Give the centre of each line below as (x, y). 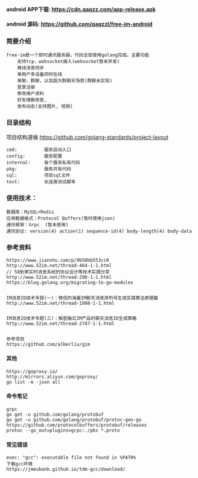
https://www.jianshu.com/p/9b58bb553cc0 (58, 260)
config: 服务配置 (34, 156)
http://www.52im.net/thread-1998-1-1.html (60, 303)
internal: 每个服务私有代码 (43, 162)
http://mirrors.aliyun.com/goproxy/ (52, 377)
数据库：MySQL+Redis (30, 212)
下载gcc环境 (20, 464)
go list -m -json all (34, 382)
